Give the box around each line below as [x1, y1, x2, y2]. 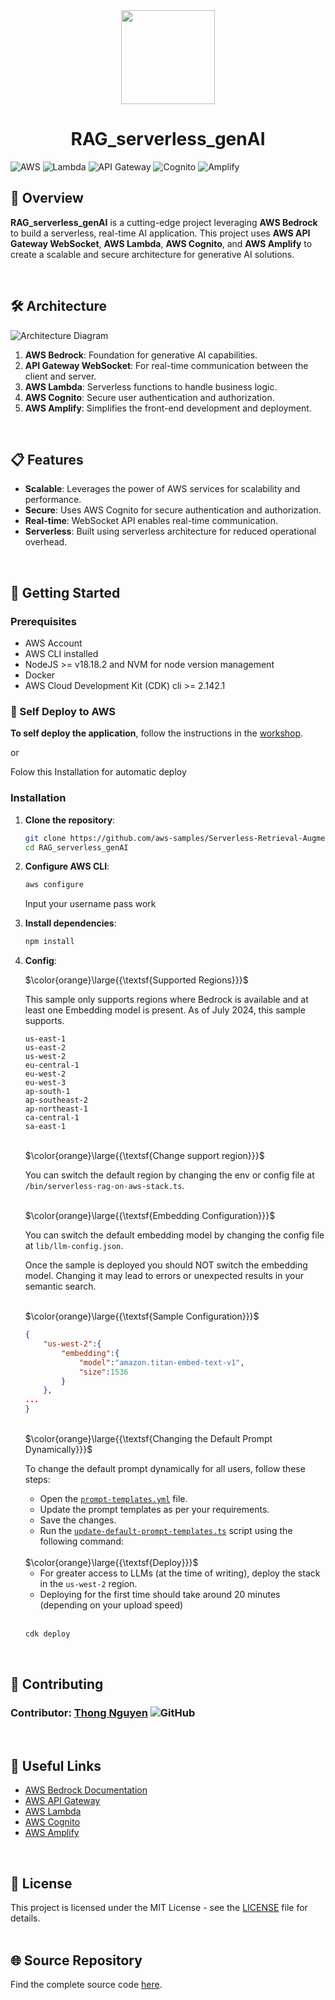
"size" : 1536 [78, 1367, 129, 1377]
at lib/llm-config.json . [24, 1240, 124, 1252]
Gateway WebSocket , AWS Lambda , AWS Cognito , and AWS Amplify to [10, 237, 313, 249]
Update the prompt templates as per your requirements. [39, 1504, 270, 1516]
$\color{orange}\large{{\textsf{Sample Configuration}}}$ [24, 1310, 260, 1323]
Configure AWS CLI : [24, 860, 110, 873]
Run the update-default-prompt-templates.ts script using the [39, 1525, 293, 1537]
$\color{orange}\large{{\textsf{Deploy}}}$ [24, 1557, 199, 1569]
